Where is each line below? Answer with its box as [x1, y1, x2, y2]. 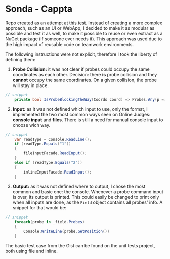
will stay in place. [12, 82, 49, 89]
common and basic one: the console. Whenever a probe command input [12, 189, 163, 195]
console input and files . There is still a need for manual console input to [12, 117, 163, 123]
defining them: [5, 56, 36, 62]
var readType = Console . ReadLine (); [14, 137, 92, 142]
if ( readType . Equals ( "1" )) [14, 141, 71, 147]
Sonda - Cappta [5, 3, 73, 15]
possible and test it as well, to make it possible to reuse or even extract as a [5, 30, 163, 36]
